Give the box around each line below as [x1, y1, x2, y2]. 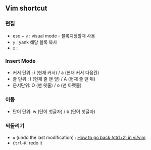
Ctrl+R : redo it [12, 139, 42, 146]
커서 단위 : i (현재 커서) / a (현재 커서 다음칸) [12, 69, 99, 76]
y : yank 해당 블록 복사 [12, 39, 57, 45]
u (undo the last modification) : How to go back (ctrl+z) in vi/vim [12, 134, 146, 140]
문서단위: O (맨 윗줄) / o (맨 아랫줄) [12, 82, 82, 88]
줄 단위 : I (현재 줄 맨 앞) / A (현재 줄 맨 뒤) [12, 76, 96, 82]
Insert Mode [5, 57, 36, 64]
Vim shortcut [5, 4, 47, 13]
